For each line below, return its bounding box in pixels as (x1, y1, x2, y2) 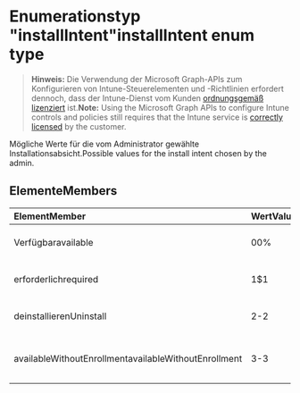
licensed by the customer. (30, 121, 127, 131)
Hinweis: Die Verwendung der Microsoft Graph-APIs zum (30, 73, 243, 84)
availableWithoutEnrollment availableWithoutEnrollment (13, 352, 243, 364)
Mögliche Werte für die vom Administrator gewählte (9, 138, 199, 149)
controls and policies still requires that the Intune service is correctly (30, 112, 284, 122)
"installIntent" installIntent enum (9, 25, 254, 46)
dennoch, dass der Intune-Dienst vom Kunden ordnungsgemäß (30, 92, 264, 104)
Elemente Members (9, 183, 118, 198)
